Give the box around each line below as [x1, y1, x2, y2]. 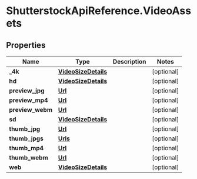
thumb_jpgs [9, 134, 44, 142]
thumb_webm [9, 154, 48, 161]
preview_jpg [9, 87, 45, 95]
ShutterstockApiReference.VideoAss [6, 4, 192, 18]
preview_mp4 [9, 96, 48, 104]
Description [112, 58, 146, 65]
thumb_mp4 [9, 144, 44, 152]
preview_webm [9, 106, 53, 114]
